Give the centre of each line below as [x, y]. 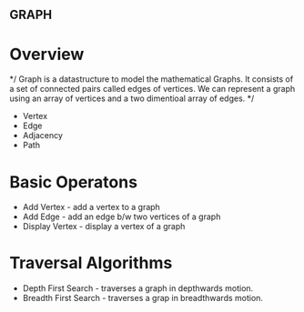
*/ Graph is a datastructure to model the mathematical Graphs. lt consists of [152, 79]
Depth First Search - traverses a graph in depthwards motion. [138, 288]
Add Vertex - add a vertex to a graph [91, 207]
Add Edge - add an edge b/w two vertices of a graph [122, 216]
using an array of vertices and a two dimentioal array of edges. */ [132, 98]
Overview [47, 54]
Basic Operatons [74, 182]
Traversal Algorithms [91, 263]
